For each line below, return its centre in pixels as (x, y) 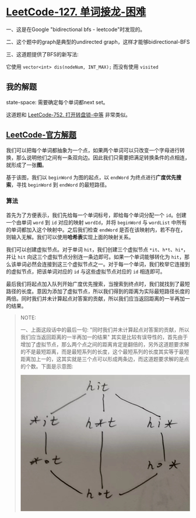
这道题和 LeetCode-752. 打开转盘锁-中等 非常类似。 (69, 114)
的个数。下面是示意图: (47, 366)
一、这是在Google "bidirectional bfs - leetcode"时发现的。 (76, 29)
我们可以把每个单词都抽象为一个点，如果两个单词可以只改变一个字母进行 (93, 150)
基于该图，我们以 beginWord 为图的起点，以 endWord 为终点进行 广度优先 (91, 177)
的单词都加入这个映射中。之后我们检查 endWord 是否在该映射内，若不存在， (96, 230)
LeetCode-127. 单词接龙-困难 (76, 12)
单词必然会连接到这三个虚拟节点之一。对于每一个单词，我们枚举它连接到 (103, 264)
